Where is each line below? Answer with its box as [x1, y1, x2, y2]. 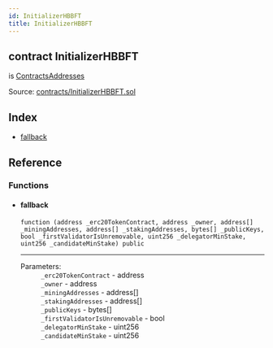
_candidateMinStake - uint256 [40, 330, 140, 340]
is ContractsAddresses [8, 71, 85, 81]
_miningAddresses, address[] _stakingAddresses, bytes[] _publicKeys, [19, 225, 265, 233]
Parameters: [19, 261, 62, 271]
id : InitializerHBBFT [8, 11, 82, 20]
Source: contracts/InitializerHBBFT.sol [8, 87, 136, 97]
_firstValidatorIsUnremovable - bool [40, 313, 165, 323]
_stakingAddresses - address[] [40, 296, 143, 306]
